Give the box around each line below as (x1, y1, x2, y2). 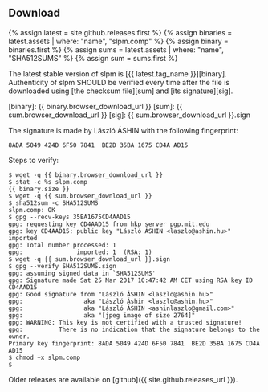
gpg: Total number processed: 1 (8, 241, 116, 249)
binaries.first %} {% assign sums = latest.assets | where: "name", (8, 44, 225, 55)
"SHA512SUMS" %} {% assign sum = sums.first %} (8, 53, 178, 63)
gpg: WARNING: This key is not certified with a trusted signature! (8, 318, 242, 326)
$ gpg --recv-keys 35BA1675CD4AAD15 (8, 213, 131, 221)
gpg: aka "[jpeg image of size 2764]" (8, 311, 196, 320)
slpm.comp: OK (8, 206, 56, 214)
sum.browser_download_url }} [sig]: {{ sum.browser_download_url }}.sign (8, 110, 251, 120)
